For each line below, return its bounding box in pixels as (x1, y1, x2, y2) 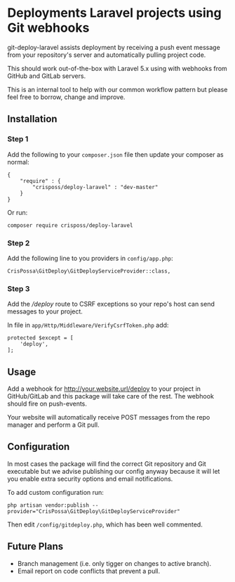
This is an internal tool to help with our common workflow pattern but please (7, 85, 228, 93)
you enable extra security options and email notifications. (7, 474, 173, 483)
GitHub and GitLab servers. (7, 72, 86, 80)
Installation (7, 113, 58, 125)
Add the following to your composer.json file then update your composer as (7, 150, 224, 159)
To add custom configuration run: (7, 488, 104, 496)
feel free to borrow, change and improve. (7, 93, 126, 101)
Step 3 (7, 283, 30, 293)
